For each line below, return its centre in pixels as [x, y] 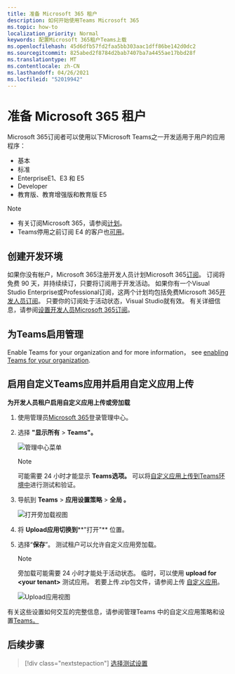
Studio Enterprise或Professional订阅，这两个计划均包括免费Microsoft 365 [113, 292]
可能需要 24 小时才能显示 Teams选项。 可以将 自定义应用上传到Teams [118, 476]
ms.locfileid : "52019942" [45, 79]
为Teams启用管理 [46, 334]
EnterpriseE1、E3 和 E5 [51, 178]
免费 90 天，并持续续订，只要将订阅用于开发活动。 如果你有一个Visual [109, 284]
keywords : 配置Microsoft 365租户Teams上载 [67, 40]
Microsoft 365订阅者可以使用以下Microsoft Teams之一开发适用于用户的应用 [116, 137]
